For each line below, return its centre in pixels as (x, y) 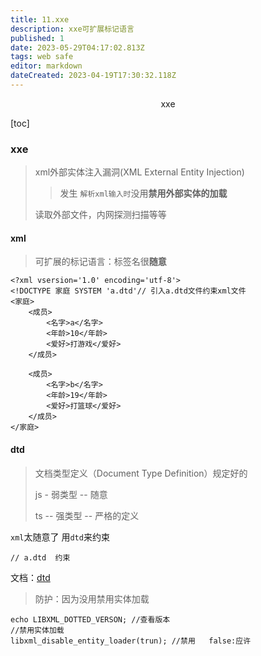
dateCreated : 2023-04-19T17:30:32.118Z (93, 76)
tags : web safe (42, 57)
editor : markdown (46, 66)
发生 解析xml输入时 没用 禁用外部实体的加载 (143, 193)
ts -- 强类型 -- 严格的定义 (87, 515)
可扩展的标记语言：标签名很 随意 (100, 262)
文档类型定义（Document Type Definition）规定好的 (141, 473)
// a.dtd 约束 (40, 557)
